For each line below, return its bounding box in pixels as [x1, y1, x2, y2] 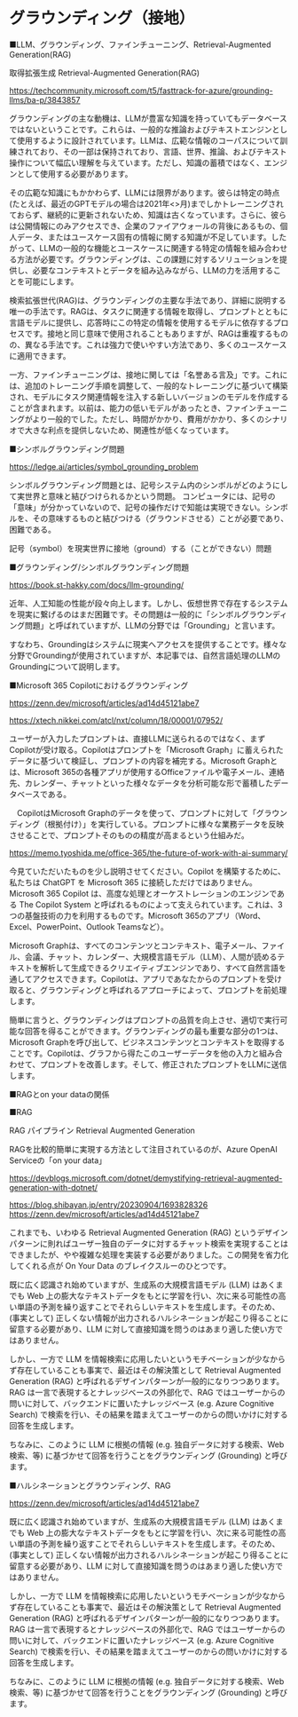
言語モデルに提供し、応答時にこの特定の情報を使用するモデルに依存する [9, 317, 273, 328]
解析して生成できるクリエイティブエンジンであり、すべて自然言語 [39, 962, 279, 973]
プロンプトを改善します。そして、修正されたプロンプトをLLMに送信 [39, 1058, 287, 1070]
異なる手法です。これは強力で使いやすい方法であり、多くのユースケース [24, 339, 287, 350]
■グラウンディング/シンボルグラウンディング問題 [9, 561, 189, 573]
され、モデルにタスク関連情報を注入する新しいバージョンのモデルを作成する [9, 392, 289, 402]
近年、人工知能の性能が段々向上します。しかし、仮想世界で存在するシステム [9, 597, 288, 608]
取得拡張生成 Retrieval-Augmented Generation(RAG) [9, 67, 200, 78]
